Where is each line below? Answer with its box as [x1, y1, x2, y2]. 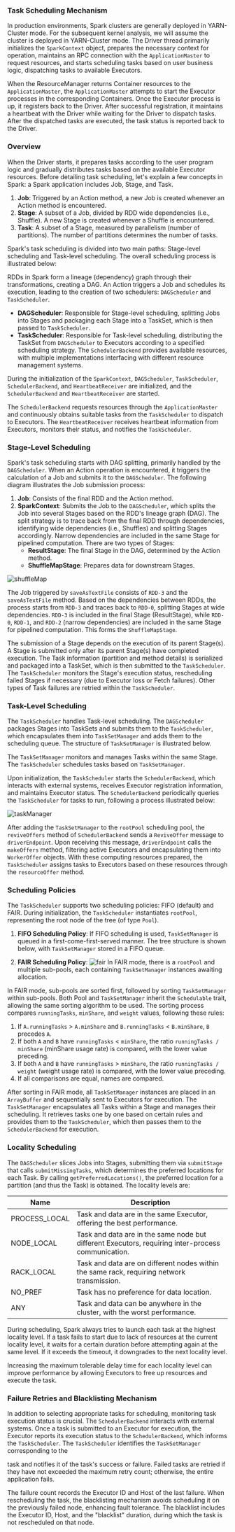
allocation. [17, 973, 48, 981]
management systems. [17, 360, 83, 369]
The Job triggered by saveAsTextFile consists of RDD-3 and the [7, 588, 188, 596]
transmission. [76, 1276, 121, 1286]
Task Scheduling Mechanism [7, 6, 108, 15]
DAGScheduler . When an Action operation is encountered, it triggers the [7, 465, 211, 474]
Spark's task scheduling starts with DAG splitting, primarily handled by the [7, 458, 221, 467]
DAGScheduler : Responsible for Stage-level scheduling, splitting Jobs [17, 309, 220, 317]
